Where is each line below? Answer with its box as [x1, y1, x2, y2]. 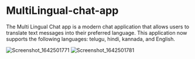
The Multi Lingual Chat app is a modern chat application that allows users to [6, 23, 189, 30]
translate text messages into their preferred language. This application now [6, 29, 187, 36]
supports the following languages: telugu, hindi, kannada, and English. [6, 35, 176, 42]
